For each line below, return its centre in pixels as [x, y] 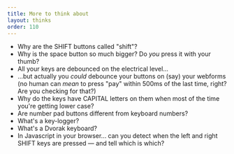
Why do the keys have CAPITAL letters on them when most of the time [118, 99]
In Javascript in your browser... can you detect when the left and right [117, 136]
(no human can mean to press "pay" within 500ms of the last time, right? [122, 84]
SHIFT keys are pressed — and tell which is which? [91, 143]
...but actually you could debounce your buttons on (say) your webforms [122, 76]
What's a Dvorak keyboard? [57, 128]
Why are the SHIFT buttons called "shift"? [77, 47]
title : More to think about [48, 14]
